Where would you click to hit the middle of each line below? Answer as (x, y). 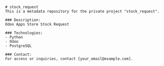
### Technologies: (24, 33)
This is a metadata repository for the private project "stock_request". (82, 11)
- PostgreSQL (18, 46)
